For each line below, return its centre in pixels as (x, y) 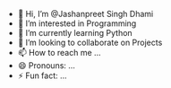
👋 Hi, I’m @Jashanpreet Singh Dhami (85, 14)
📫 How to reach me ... (59, 53)
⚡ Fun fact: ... (42, 75)
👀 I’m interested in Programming (77, 23)
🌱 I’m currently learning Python (75, 33)
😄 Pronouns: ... (47, 66)
